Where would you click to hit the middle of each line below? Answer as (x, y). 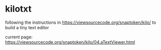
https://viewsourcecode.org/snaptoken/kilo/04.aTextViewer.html (70, 42)
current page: (19, 37)
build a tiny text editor (27, 27)
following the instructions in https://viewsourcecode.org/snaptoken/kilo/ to (80, 22)
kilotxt (18, 9)
